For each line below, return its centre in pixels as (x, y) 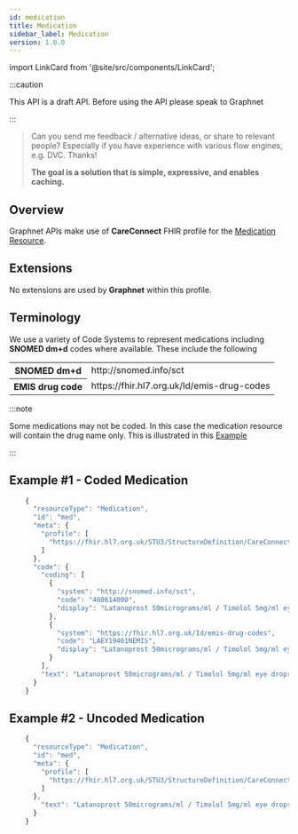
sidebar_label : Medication (59, 34)
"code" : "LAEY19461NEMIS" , (106, 641)
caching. (47, 182)
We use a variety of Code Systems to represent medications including (137, 339)
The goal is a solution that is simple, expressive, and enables (145, 172)
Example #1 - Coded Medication (99, 481)
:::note (21, 409)
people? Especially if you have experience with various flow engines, (157, 146)
